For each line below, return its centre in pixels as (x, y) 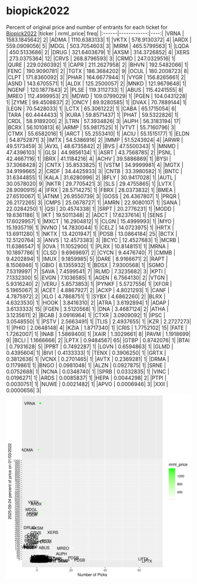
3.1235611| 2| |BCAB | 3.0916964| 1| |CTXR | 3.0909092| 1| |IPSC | (86, 315)
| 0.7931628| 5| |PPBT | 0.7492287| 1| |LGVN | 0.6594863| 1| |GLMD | (90, 347)
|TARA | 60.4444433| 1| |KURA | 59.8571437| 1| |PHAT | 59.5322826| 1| (92, 115)
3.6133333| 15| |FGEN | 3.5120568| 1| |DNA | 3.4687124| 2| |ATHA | (87, 309)
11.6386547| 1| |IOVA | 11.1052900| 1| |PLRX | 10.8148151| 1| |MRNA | (88, 246)
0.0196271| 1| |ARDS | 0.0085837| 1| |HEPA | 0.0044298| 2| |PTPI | (86, 378)
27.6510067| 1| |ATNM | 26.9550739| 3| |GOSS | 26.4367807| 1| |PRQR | (93, 196)
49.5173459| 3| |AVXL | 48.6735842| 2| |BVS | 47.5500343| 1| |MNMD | (93, 146)
